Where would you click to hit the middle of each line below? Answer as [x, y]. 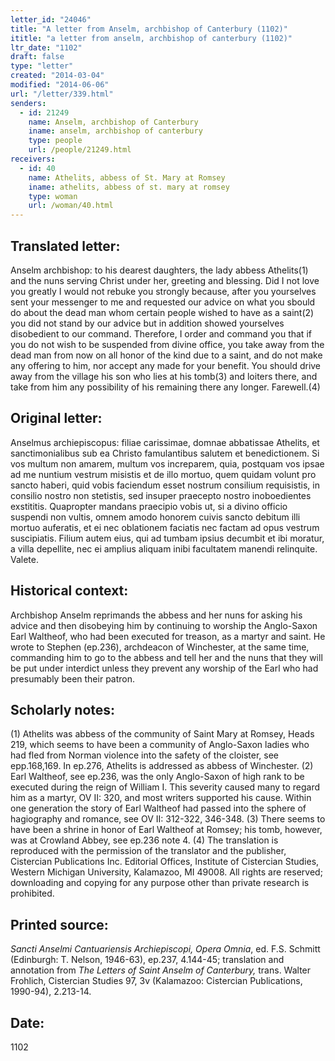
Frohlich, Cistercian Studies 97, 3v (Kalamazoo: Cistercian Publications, [156, 981]
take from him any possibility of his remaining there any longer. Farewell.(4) [165, 387]
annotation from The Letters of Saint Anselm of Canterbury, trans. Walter [161, 970]
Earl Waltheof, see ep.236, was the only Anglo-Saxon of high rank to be [157, 777]
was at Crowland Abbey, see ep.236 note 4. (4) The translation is [144, 840]
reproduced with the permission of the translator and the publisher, [148, 851]
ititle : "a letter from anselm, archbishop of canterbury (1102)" [151, 38]
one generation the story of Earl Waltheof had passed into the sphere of [158, 808]
